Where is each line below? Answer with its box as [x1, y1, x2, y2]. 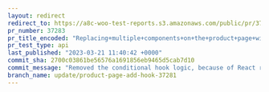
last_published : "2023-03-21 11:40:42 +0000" [7, 49, 162, 57]
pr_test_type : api [7, 42, 69, 50]
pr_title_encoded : [7, 34, 69, 42]
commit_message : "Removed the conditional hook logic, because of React [7, 64, 256, 72]
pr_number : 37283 [7, 26, 66, 34]
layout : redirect [7, 11, 66, 20]
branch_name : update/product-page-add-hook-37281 [7, 71, 177, 79]
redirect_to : [7, 19, 51, 27]
